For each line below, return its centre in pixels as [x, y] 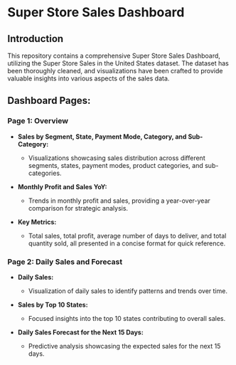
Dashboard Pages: [49, 101]
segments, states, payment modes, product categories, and [116, 165]
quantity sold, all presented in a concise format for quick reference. [127, 243]
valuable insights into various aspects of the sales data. [88, 78]
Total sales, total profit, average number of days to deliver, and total [127, 236]
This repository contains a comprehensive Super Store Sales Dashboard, [114, 55]
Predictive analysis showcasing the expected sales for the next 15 [124, 346]
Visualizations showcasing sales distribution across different [117, 158]
